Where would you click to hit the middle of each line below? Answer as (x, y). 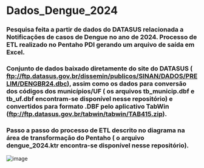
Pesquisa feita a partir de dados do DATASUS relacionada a (95, 30)
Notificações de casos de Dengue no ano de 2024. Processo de (102, 37)
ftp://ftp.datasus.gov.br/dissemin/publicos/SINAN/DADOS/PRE (102, 76)
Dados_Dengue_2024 (62, 11)
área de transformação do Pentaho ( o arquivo (75, 138)
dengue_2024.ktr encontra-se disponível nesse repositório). (98, 145)
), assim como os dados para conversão (127, 84)
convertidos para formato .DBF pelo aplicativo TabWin (88, 107)
